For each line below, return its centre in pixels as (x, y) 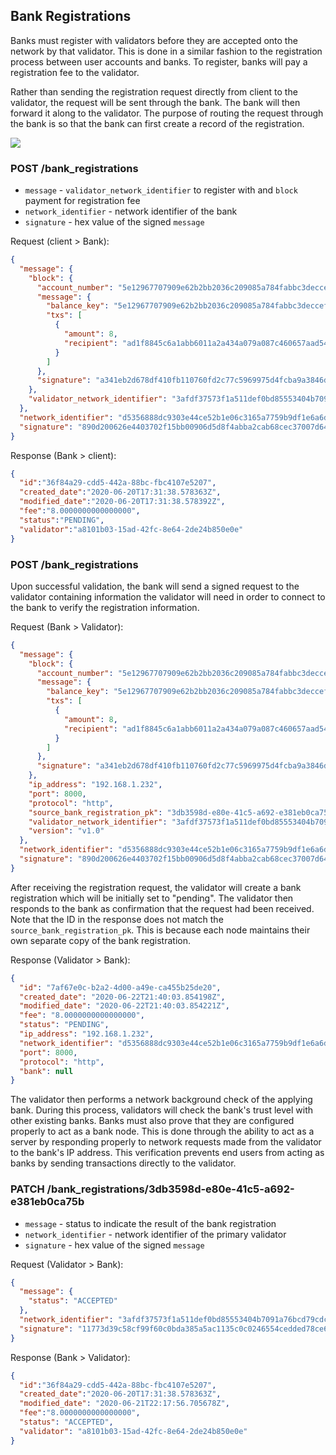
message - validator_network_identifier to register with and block (161, 190)
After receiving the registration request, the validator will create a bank (156, 887)
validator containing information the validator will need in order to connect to (168, 596)
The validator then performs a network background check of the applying (161, 1100)
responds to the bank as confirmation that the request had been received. (162, 908)
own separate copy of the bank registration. (100, 940)
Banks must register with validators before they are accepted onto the (154, 40)
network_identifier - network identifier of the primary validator (155, 1234)
